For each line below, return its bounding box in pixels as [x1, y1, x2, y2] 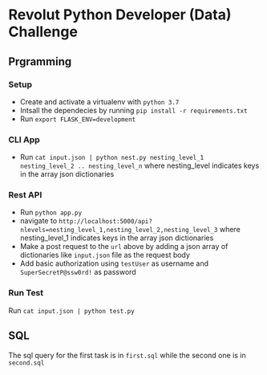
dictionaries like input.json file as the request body [19, 251, 191, 260]
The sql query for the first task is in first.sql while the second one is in [8, 350, 246, 360]
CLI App [8, 134, 40, 145]
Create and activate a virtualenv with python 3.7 [19, 96, 180, 106]
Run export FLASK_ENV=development [19, 114, 136, 124]
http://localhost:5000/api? [59, 218, 152, 226]
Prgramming [8, 55, 72, 68]
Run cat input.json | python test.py [8, 305, 135, 315]
